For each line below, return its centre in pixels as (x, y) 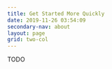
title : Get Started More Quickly (56, 14)
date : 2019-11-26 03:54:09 (47, 20)
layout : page (26, 33)
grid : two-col (28, 40)
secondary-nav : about (39, 26)
